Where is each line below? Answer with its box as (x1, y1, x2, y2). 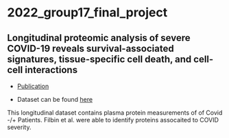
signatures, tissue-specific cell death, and (7, 53, 192, 65)
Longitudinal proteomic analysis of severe (7, 32, 191, 44)
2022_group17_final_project (7, 5, 168, 20)
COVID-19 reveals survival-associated (7, 42, 174, 54)
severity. (7, 123, 32, 131)
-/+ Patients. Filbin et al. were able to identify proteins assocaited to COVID (7, 116, 219, 124)
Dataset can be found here (16, 96, 93, 103)
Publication (16, 82, 49, 90)
